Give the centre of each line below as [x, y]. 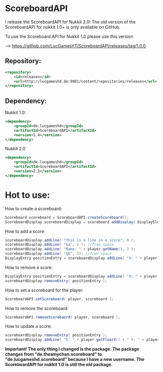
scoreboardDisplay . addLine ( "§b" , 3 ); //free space [58, 254]
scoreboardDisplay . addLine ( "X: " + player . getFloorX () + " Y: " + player [82, 340]
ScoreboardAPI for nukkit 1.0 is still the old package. [59, 365]
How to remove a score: [29, 267]
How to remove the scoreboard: [37, 308]
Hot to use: [27, 195]
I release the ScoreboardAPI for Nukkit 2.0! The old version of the [70, 22]
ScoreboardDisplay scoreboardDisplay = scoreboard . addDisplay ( [70, 222]
